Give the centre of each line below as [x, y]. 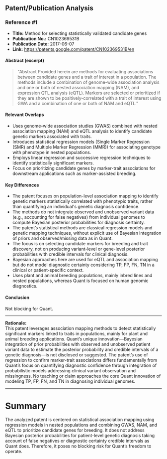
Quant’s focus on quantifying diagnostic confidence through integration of [81, 365]
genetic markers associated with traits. [52, 137]
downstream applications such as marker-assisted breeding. [74, 173]
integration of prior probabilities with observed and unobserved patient [78, 344]
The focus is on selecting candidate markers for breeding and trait [80, 244]
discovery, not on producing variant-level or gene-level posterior [79, 249]
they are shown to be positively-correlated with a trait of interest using [89, 98]
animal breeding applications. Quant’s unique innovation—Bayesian [74, 339]
